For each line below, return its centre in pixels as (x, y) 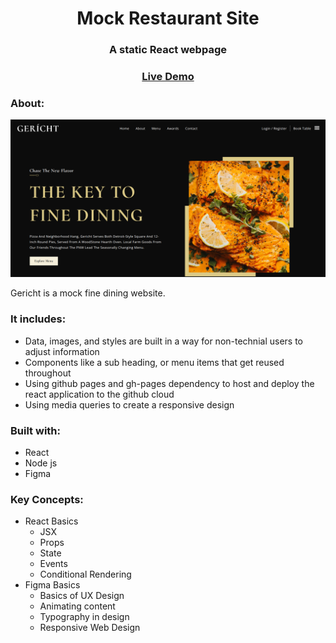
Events (53, 564)
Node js (41, 463)
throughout (48, 373)
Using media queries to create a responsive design (129, 404)
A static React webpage (168, 50)
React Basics (51, 521)
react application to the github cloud (99, 394)
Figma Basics (52, 585)
